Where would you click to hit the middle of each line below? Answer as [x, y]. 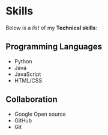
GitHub [23, 120]
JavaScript [28, 74]
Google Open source [40, 114]
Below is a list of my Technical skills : [51, 28]
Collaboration [31, 100]
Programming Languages [54, 47]
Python [23, 61]
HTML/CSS [28, 80]
